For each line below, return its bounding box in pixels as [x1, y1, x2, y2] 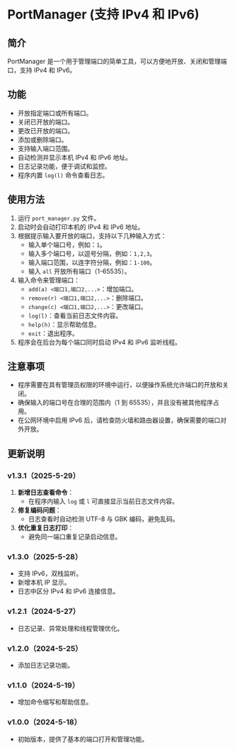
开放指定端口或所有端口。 [17, 108, 93, 117]
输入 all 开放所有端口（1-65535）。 [28, 267, 131, 275]
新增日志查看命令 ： [17, 488, 74, 497]
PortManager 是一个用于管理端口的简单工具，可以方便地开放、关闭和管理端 [7, 57, 227, 65]
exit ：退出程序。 [28, 329, 79, 337]
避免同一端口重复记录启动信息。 [28, 532, 122, 541]
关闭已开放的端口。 [17, 118, 74, 126]
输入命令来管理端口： [17, 276, 80, 284]
